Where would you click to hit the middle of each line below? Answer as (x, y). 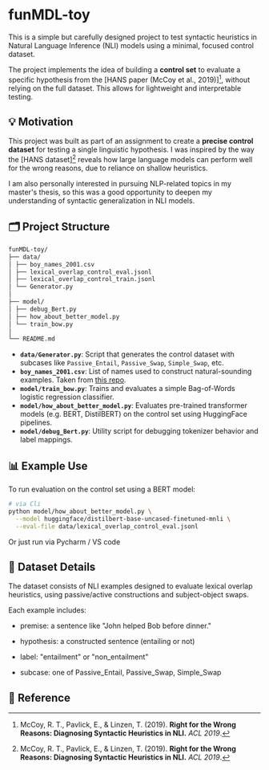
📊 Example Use (48, 466)
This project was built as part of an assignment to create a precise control (131, 141)
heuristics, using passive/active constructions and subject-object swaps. (129, 595)
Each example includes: (47, 610)
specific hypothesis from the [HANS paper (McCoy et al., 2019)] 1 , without (129, 79)
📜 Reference (39, 697)
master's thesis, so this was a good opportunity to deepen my (110, 192)
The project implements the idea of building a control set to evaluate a (124, 69)
